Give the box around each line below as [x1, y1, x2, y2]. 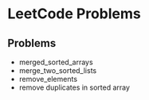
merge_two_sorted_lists [18, 66, 97, 75]
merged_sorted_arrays [18, 57, 93, 67]
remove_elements [18, 75, 77, 83]
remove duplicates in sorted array [18, 83, 131, 92]
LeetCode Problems [7, 5, 141, 23]
